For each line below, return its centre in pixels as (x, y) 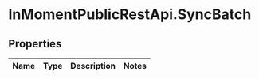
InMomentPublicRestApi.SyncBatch (130, 15)
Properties (35, 44)
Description (93, 66)
